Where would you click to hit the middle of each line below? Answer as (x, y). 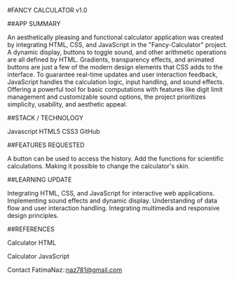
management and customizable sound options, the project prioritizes (107, 97)
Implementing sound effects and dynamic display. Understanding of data (112, 200)
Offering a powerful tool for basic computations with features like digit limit (115, 89)
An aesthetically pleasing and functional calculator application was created (116, 37)
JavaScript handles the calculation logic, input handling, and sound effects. (116, 82)
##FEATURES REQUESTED (46, 145)
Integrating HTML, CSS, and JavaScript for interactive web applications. (111, 193)
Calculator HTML (32, 242)
